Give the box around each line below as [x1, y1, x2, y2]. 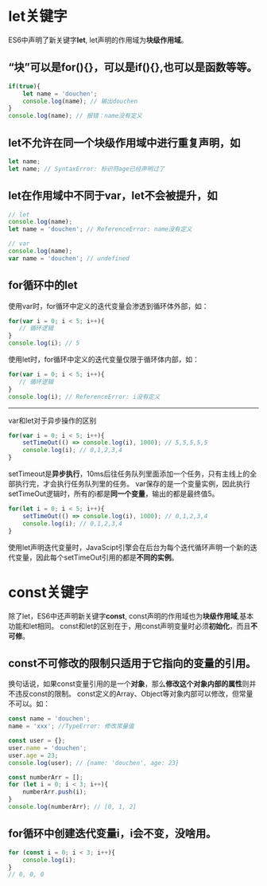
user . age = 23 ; [8, 751, 59, 759]
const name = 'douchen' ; [8, 715, 91, 723]
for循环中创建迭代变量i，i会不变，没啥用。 [8, 827, 217, 841]
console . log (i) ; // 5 [8, 339, 80, 347]
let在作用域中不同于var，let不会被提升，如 [8, 189, 218, 203]
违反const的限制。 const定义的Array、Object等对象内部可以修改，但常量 [14, 689, 253, 699]
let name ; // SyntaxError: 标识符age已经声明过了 [8, 165, 165, 173]
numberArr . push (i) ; [22, 788, 87, 796]
